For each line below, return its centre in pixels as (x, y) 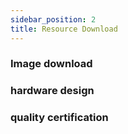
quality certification (59, 118)
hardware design (52, 91)
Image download (51, 64)
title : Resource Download (64, 29)
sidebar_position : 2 (53, 19)
